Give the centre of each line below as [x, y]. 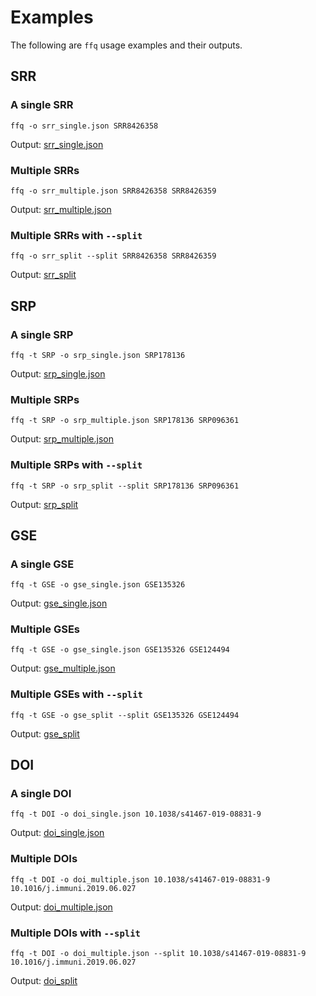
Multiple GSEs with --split [76, 694]
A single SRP [42, 334]
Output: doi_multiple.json [61, 907]
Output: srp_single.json [58, 373]
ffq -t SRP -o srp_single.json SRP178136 [98, 355]
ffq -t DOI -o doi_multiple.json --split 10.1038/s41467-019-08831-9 [158, 954]
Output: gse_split [45, 733]
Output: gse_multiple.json [63, 668]
